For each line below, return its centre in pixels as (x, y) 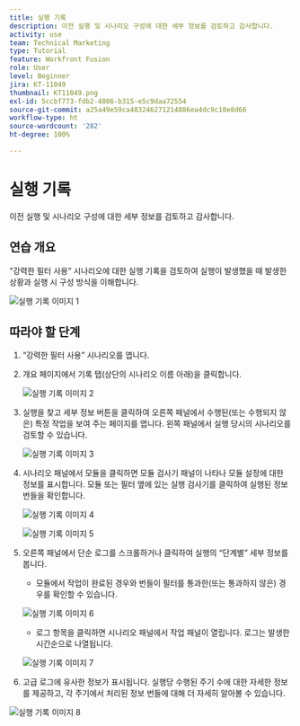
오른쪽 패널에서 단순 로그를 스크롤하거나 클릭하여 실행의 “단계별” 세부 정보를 (155, 553)
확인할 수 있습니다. (85, 595)
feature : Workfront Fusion (60, 59)
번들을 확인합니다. (53, 496)
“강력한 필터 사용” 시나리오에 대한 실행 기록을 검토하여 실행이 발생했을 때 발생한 (148, 270)
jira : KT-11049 (38, 84)
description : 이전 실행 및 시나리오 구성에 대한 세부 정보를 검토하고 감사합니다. (141, 26)
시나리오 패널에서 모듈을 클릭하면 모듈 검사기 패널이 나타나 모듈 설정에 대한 (153, 474)
